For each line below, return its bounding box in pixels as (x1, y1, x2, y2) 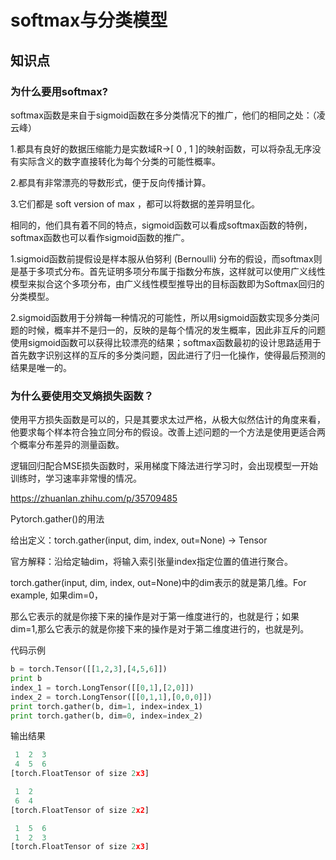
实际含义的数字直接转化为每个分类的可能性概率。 (18, 155, 221, 167)
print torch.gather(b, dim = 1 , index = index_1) (10, 701, 203, 711)
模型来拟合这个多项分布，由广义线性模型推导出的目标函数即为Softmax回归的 (10, 277, 325, 290)
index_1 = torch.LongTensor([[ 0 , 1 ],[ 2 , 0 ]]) (10, 682, 195, 693)
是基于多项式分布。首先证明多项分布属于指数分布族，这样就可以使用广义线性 (10, 265, 326, 277)
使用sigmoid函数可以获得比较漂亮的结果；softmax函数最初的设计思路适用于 (10, 336, 322, 348)
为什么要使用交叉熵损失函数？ (10, 389, 155, 403)
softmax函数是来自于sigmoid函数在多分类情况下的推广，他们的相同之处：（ (10, 109, 317, 121)
